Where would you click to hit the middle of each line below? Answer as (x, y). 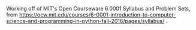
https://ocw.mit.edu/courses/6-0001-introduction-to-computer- (97, 15)
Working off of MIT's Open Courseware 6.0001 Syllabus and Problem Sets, (98, 9)
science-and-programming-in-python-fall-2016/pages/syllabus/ (85, 21)
